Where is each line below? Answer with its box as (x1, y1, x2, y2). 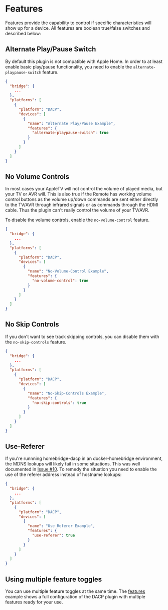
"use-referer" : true (32, 533, 75, 538)
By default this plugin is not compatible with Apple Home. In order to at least (5, 58, 163, 64)
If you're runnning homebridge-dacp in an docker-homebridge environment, (5, 455, 163, 461)
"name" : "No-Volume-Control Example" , (27, 269, 109, 274)
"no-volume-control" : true (32, 278, 89, 283)
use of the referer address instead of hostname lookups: (5, 471, 122, 478)
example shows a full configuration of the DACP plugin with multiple (5, 594, 145, 599)
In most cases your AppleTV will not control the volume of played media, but (5, 186, 163, 192)
